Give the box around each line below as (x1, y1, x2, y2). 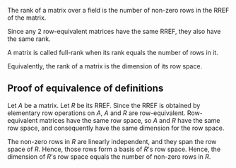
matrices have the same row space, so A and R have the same (39, 116, 220, 124)
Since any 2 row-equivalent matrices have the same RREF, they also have (7, 28, 221, 35)
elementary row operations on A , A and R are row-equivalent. (7, 109, 186, 117)
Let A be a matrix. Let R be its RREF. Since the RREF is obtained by (7, 101, 201, 109)
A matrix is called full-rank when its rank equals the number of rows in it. (7, 49, 219, 56)
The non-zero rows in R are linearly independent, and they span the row (7, 137, 217, 145)
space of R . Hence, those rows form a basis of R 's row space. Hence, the (7, 145, 221, 153)
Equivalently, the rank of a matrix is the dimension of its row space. (7, 62, 203, 70)
